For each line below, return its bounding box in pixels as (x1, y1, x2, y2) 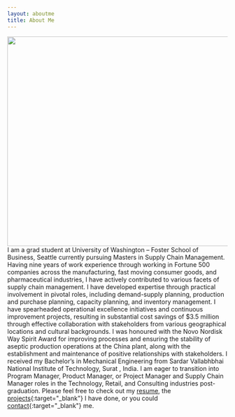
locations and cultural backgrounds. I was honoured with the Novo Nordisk (7, 327, 222, 335)
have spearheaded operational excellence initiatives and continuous (7, 305, 204, 313)
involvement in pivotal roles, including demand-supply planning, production (7, 290, 225, 298)
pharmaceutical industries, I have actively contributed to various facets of (7, 275, 220, 284)
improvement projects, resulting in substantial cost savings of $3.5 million (7, 312, 220, 321)
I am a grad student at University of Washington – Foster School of (7, 245, 199, 254)
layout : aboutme (7, 10, 55, 17)
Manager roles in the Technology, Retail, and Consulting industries (7, 379, 199, 388)
